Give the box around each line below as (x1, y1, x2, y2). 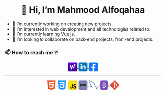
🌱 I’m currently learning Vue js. (12, 31, 75, 37)
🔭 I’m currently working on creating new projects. (12, 21, 113, 27)
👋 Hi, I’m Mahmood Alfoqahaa (21, 4, 145, 16)
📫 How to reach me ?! (5, 49, 59, 56)
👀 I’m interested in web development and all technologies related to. (12, 26, 151, 32)
